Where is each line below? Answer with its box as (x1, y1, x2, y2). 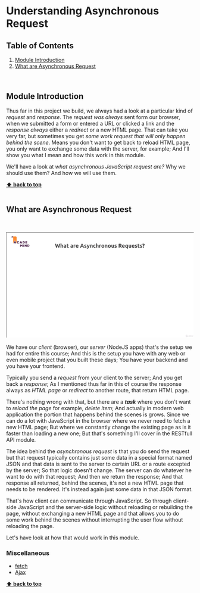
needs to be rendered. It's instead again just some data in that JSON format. (6, 486, 193, 493)
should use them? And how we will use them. (6, 169, 117, 176)
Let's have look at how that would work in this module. (6, 534, 140, 541)
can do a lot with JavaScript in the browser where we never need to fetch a (6, 417, 190, 425)
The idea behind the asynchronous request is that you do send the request (6, 448, 190, 455)
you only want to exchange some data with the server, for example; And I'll (6, 145, 189, 152)
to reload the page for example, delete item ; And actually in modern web (6, 405, 184, 412)
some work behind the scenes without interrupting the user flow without (6, 516, 183, 523)
